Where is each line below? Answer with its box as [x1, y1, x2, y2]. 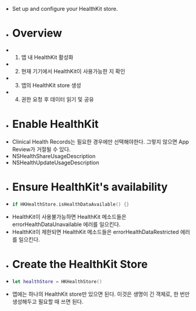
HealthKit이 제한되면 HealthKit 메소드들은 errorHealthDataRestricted [12, 228, 179, 235]
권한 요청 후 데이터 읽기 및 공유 [21, 95, 94, 102]
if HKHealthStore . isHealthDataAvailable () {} [12, 201, 129, 207]
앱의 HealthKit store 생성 [21, 81, 81, 89]
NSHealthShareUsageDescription [12, 152, 96, 159]
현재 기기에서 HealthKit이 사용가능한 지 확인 [21, 67, 126, 75]
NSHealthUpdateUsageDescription [12, 159, 100, 166]
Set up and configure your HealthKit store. [12, 5, 118, 12]
